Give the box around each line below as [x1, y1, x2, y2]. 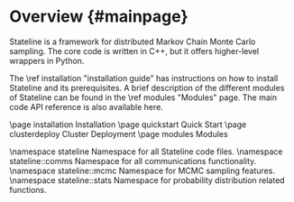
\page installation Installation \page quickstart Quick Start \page [9, 119, 247, 130]
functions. [9, 184, 47, 195]
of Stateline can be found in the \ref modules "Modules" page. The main [9, 92, 278, 103]
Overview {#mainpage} [9, 6, 188, 27]
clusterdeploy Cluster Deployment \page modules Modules [9, 128, 228, 139]
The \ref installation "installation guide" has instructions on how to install [9, 72, 279, 83]
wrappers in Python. [9, 55, 85, 66]
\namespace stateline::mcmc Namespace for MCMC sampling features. [9, 165, 275, 176]
